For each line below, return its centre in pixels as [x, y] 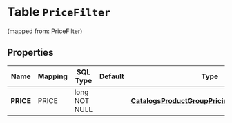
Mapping [52, 76]
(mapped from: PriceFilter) [45, 31]
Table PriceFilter [59, 12]
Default [112, 76]
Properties [30, 53]
